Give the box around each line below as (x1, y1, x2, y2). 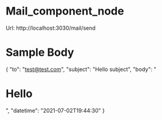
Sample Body (5, 45, 74, 59)
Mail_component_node (5, 4, 124, 18)
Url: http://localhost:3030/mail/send (5, 24, 96, 32)
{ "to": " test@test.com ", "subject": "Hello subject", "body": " (5, 65, 157, 73)
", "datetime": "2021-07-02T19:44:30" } (5, 107, 105, 114)
